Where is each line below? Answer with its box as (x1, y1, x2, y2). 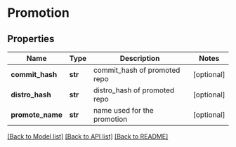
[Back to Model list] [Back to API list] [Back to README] (7, 132, 169, 141)
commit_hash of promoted (93, 65, 181, 75)
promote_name (11, 110, 63, 120)
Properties (7, 33, 55, 45)
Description (119, 54, 160, 63)
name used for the (93, 106, 154, 115)
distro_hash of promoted (93, 85, 175, 95)
